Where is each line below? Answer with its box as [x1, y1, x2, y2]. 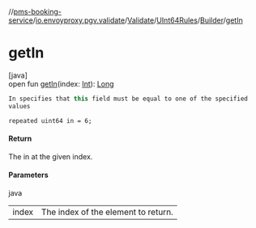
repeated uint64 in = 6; [8, 116, 92, 125]
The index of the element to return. [41, 206, 174, 217]
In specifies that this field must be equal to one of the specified [8, 95, 249, 103]
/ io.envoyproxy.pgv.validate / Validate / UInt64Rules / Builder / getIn [32, 15, 243, 25]
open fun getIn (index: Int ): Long [8, 78, 115, 88]
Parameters [8, 170, 49, 180]
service [8, 15, 34, 25]
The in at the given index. [8, 151, 93, 161]
